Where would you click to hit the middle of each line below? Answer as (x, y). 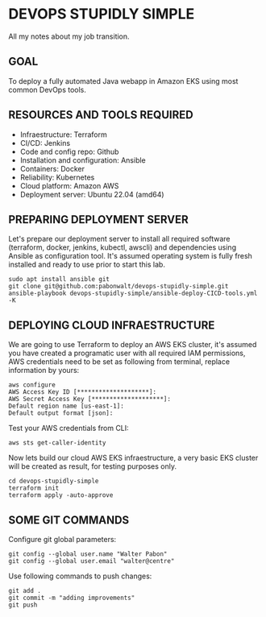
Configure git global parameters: (62, 539)
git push (23, 605)
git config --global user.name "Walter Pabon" (88, 554)
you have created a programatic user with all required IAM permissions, (127, 353)
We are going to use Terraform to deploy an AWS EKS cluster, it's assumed (133, 345)
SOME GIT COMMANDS (69, 520)
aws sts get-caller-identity (57, 443)
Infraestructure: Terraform (63, 135)
